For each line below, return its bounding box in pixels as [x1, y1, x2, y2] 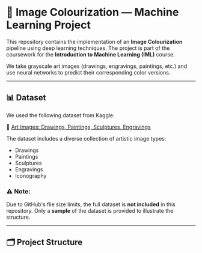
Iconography [14, 172, 47, 179]
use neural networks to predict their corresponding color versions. [6, 69, 171, 76]
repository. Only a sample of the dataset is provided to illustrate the [6, 207, 174, 215]
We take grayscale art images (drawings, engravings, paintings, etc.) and [6, 62, 188, 70]
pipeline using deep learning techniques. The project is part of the [6, 44, 170, 52]
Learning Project [6, 18, 91, 32]
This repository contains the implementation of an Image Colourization [6, 38, 183, 45]
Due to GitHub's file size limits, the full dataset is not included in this [6, 201, 176, 208]
